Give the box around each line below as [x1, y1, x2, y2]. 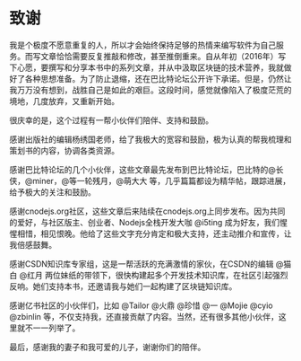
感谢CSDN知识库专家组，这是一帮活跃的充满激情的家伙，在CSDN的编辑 [9, 258, 274, 269]
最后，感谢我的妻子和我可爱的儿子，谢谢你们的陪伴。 [9, 341, 206, 352]
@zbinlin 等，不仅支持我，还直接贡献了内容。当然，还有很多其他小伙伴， [9, 311, 279, 321]
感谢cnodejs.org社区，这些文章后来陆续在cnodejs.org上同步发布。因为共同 [9, 206, 286, 216]
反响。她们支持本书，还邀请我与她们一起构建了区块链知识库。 [9, 280, 237, 292]
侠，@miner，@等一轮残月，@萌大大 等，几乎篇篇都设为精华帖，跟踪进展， [9, 175, 291, 186]
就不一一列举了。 [16, 322, 81, 333]
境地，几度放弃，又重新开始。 [9, 95, 119, 106]
